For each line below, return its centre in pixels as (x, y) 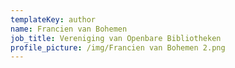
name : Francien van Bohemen (69, 29)
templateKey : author (53, 19)
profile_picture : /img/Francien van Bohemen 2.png (118, 47)
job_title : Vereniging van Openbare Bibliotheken (116, 38)
